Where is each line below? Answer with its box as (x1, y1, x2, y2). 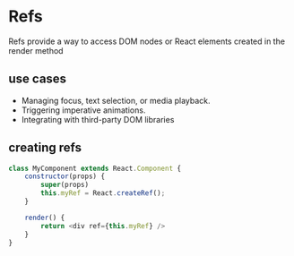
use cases (8, 72, 67, 87)
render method (8, 45, 64, 55)
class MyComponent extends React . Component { (8, 164, 181, 173)
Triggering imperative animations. (21, 105, 146, 115)
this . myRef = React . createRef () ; (40, 189, 166, 198)
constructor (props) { (24, 172, 105, 181)
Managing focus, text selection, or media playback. (21, 95, 212, 106)
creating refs (8, 141, 82, 156)
